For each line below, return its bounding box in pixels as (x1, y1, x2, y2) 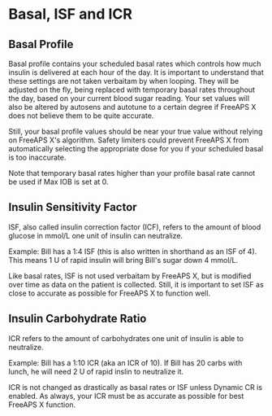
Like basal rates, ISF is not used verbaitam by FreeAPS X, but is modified (8, 270, 252, 281)
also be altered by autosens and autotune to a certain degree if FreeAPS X (8, 103, 257, 112)
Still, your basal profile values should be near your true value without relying (8, 127, 263, 136)
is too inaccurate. (8, 152, 67, 162)
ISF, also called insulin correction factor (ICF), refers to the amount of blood (8, 221, 261, 232)
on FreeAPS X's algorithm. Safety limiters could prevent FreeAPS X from (8, 135, 249, 145)
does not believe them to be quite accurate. (8, 111, 154, 120)
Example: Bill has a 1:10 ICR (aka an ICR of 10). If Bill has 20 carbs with (8, 357, 243, 367)
